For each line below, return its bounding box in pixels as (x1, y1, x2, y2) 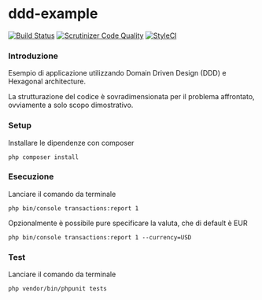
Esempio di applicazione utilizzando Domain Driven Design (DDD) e (8, 69, 227, 78)
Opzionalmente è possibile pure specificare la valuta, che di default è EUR (8, 218, 248, 228)
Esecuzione (8, 171, 54, 182)
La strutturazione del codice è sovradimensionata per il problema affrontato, (8, 92, 255, 102)
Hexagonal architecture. (8, 76, 87, 87)
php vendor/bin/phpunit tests (8, 285, 108, 293)
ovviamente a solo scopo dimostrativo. (8, 100, 134, 110)
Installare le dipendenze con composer (8, 138, 135, 147)
